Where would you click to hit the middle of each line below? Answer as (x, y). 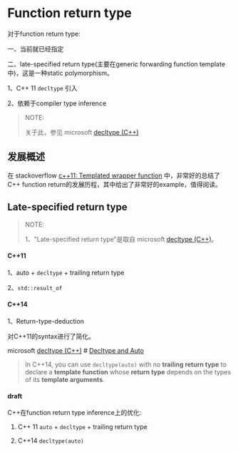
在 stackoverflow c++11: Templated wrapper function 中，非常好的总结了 (114, 175)
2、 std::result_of (35, 287)
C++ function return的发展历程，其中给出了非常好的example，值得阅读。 (115, 184)
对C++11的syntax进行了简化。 (51, 336)
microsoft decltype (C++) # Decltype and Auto (76, 350)
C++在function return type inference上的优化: (74, 413)
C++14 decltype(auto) (51, 441)
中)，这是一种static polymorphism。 (61, 73)
